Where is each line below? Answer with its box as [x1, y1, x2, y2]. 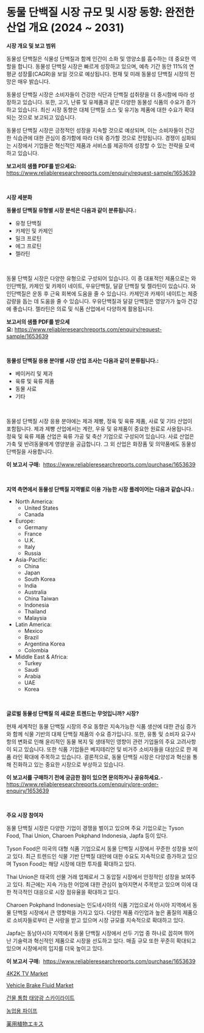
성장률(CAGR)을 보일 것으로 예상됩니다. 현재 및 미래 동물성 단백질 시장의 [17, 70, 189, 77]
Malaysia [24, 614, 47, 621]
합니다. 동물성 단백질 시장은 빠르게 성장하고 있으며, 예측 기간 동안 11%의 [17, 62, 188, 70]
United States [24, 504, 59, 512]
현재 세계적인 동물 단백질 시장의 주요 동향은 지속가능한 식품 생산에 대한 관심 [6, 722, 185, 730]
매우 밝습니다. [17, 77, 51, 85]
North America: [15, 498, 54, 505]
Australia [24, 588, 47, 596]
